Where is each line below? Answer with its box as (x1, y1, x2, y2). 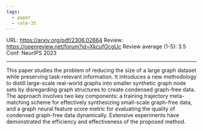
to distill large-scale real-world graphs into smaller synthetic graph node (6, 80, 186, 87)
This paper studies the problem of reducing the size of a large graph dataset (6, 67, 196, 74)
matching (6, 99, 30, 106)
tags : (6, 8, 20, 15)
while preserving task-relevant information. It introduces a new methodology (6, 73, 197, 80)
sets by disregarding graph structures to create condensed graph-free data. (6, 86, 196, 94)
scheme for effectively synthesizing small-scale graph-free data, (31, 99, 192, 106)
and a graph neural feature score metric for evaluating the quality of (6, 105, 175, 112)
